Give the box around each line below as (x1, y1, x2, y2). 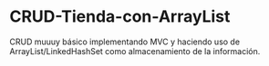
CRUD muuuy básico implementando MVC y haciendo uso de (9, 36, 240, 47)
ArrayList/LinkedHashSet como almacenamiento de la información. (9, 45, 261, 56)
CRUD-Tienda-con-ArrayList (9, 6, 231, 27)
